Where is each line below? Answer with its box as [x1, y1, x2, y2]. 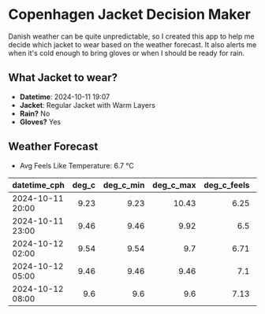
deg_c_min [103, 179, 145, 190]
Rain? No [19, 109, 50, 118]
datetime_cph [12, 179, 65, 190]
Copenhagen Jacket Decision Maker [8, 6, 251, 24]
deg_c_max [152, 179, 196, 190]
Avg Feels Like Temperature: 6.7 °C [19, 161, 134, 170]
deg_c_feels [203, 179, 250, 190]
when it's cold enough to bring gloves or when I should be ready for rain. [8, 48, 245, 57]
